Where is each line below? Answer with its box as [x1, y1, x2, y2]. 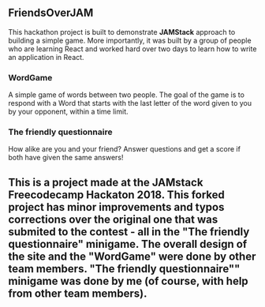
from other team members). [8, 286, 147, 300]
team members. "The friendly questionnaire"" [8, 262, 241, 275]
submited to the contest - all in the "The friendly [8, 225, 250, 238]
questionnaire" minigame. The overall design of [8, 237, 248, 251]
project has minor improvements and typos [8, 200, 225, 214]
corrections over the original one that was [8, 212, 218, 226]
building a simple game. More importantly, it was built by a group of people [8, 36, 252, 45]
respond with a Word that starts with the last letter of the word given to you [8, 99, 252, 108]
